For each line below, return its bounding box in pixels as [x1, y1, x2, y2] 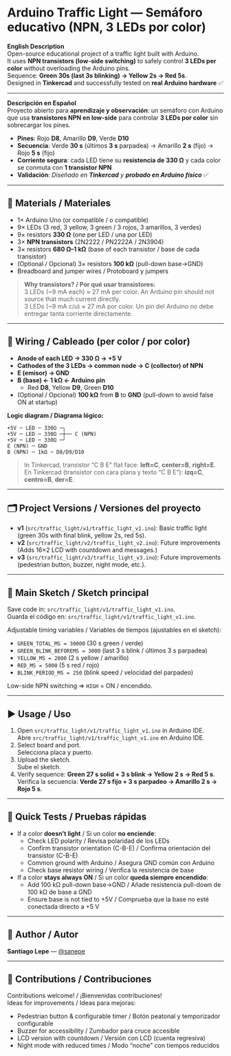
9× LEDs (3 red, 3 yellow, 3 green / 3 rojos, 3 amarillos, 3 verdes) [16, 223, 201, 231]
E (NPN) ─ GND [7, 442, 48, 450]
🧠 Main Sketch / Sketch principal [7, 586, 149, 599]
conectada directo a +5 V [27, 902, 100, 910]
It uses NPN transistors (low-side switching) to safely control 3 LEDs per [7, 56, 217, 65]
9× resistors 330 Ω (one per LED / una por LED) [16, 230, 153, 239]
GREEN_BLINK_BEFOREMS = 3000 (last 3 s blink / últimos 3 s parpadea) [16, 646, 208, 654]
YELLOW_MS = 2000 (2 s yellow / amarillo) [16, 654, 129, 662]
